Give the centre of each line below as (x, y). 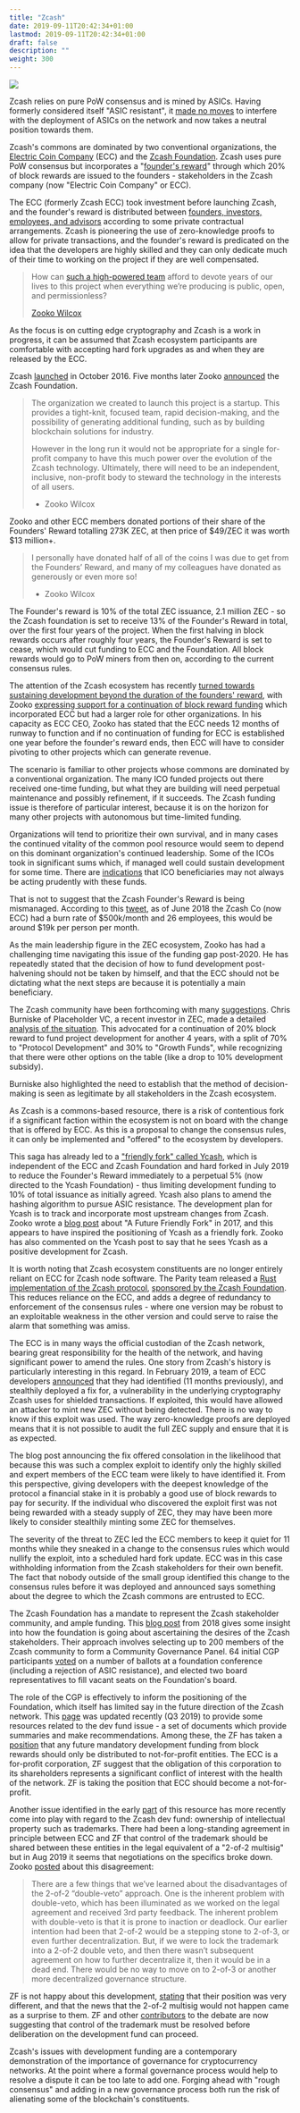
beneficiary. (31, 992)
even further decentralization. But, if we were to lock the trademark (154, 1941)
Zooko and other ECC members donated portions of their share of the (137, 521)
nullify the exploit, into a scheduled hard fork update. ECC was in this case (146, 1558)
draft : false (33, 42)
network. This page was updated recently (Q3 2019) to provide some (136, 1716)
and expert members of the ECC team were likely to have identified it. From (147, 1474)
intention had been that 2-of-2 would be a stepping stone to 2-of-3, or (160, 1931)
